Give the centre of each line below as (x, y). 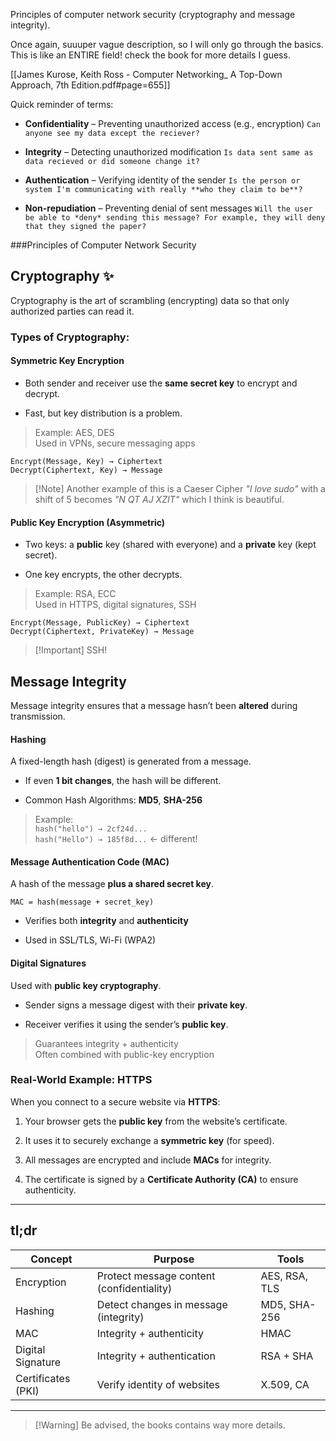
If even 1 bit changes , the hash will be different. (123, 781)
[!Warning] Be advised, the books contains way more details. (160, 1425)
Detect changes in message (162, 1304)
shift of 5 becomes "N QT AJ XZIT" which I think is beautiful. (159, 499)
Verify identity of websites (158, 1384)
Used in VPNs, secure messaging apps (115, 443)
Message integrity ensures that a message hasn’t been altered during (154, 705)
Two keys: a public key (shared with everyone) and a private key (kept (170, 545)
